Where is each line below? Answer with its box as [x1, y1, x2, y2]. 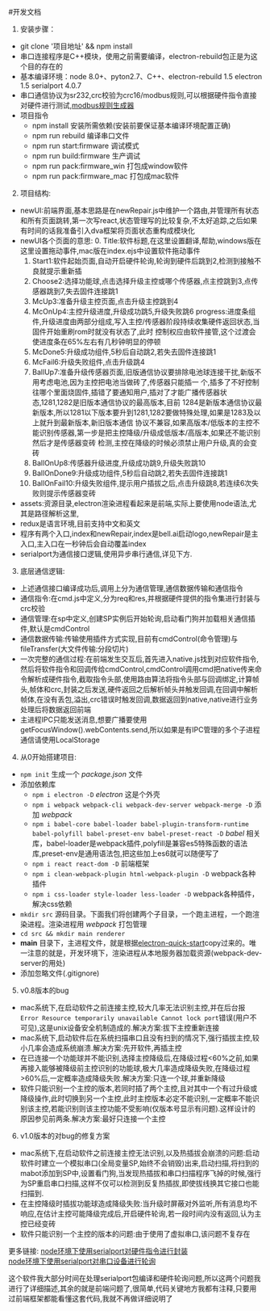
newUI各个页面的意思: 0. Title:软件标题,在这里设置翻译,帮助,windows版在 [19, 236, 262, 245]
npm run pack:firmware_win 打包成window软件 [31, 161, 189, 171]
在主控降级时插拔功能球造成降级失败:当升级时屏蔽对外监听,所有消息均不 [19, 1199, 258, 1208]
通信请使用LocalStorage [19, 735, 101, 744]
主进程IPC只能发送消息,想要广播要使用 [19, 715, 147, 724]
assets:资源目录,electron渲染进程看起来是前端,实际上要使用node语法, [19, 499, 250, 508]
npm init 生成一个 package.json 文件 [19, 769, 143, 778]
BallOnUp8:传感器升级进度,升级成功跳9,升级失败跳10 [31, 458, 206, 467]
